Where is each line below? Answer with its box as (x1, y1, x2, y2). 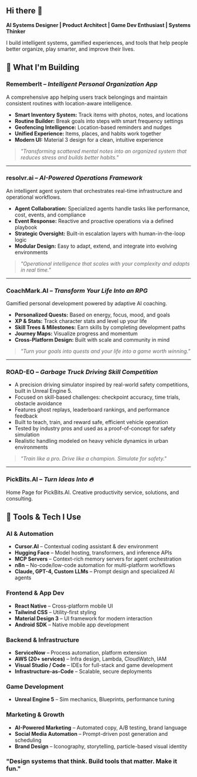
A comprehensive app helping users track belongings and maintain (6, 94, 168, 101)
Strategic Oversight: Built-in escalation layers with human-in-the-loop (14, 230, 186, 237)
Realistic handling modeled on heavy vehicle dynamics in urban (14, 438, 169, 445)
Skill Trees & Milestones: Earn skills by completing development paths (14, 324, 186, 331)
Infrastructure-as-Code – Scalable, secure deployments (14, 668, 152, 675)
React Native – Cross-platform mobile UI (14, 602, 113, 609)
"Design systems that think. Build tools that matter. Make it (6, 757, 178, 765)
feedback (14, 412, 38, 419)
